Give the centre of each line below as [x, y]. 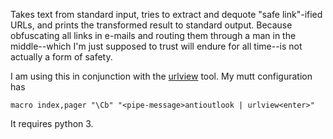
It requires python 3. [52, 123]
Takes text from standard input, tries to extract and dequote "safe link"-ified [166, 14]
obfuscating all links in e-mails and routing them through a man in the [153, 35]
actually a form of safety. [61, 57]
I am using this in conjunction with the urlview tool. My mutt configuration [161, 76]
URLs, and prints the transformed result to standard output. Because [151, 25]
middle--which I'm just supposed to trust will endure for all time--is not [156, 46]
